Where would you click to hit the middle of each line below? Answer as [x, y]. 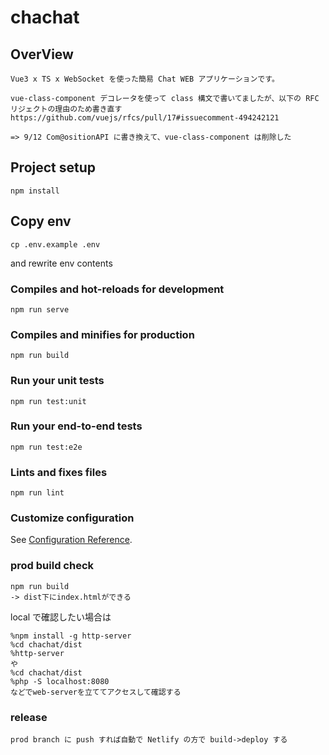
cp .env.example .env [55, 244]
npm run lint [37, 493]
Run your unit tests [57, 381]
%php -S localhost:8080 [60, 681]
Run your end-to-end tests [76, 426]
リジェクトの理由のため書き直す [66, 109]
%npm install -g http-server [71, 636]
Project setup [53, 167]
